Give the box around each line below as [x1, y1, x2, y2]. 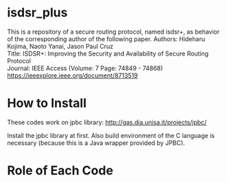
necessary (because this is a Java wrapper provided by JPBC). [7, 139, 185, 147]
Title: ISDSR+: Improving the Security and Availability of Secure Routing [7, 49, 209, 58]
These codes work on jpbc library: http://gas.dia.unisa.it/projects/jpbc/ [7, 118, 207, 126]
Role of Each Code [7, 163, 114, 179]
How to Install [7, 95, 87, 111]
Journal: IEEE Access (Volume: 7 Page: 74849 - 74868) [7, 64, 163, 72]
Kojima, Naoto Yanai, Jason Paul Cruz [7, 42, 114, 50]
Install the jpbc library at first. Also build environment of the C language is [7, 131, 215, 139]
